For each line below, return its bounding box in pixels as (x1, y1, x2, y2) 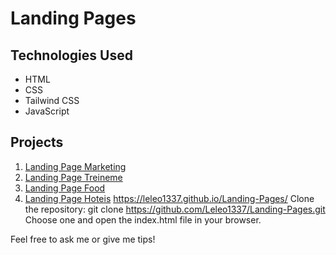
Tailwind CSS (24, 95, 80, 106)
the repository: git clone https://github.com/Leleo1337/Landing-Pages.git (24, 203, 326, 215)
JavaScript (24, 105, 70, 117)
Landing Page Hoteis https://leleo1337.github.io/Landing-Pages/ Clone (24, 192, 315, 204)
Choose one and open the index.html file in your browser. (24, 213, 262, 226)
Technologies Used (10, 47, 133, 64)
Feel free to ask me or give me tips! (10, 233, 156, 245)
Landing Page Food (24, 182, 106, 194)
